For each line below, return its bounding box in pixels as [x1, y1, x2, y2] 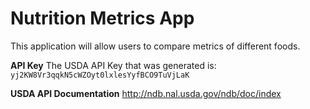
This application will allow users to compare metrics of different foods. [10, 40, 301, 52]
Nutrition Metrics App [10, 7, 195, 30]
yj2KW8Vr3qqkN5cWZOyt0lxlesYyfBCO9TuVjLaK [10, 70, 190, 80]
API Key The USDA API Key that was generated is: [10, 59, 217, 71]
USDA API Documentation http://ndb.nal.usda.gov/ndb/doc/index [10, 87, 282, 99]
